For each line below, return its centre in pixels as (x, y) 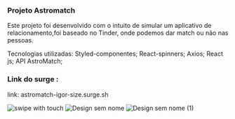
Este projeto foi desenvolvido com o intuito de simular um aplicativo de (109, 26)
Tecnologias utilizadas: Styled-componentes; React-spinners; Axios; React (115, 54)
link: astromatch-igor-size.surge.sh (58, 94)
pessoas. (20, 40)
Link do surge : (33, 79)
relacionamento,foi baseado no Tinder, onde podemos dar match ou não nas (118, 33)
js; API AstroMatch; (35, 61)
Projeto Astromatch (41, 10)
